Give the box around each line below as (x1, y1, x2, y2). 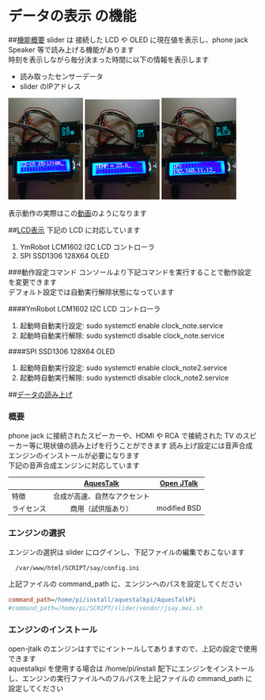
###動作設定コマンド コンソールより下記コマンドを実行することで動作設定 (8, 267, 252, 277)
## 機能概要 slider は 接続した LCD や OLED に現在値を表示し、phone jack (8, 35, 249, 44)
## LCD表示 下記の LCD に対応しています (8, 225, 141, 235)
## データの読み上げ (8, 389, 73, 399)
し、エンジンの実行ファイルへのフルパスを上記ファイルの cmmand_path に (8, 673, 253, 683)
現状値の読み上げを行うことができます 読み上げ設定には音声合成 (42, 441, 253, 450)
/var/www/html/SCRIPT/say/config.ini (15, 564, 140, 572)
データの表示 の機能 (8, 7, 137, 25)
